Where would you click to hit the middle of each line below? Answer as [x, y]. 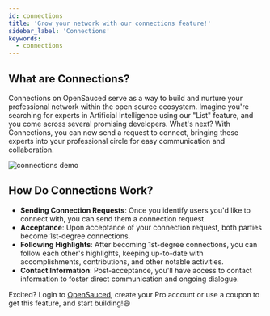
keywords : [25, 38]
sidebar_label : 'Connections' [59, 31]
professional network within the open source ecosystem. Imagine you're [129, 107]
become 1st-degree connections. [75, 236]
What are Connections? [69, 79]
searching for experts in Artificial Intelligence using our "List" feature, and [131, 115]
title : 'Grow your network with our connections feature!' [110, 23]
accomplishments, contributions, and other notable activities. [122, 261]
